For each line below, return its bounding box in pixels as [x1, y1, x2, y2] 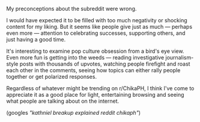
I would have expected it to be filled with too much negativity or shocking [6, 17, 187, 23]
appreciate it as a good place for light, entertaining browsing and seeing [6, 91, 184, 98]
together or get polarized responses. [6, 73, 97, 80]
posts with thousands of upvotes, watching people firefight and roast [19, 60, 190, 67]
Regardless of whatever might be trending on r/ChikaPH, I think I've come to [6, 85, 195, 92]
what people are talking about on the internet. [6, 97, 120, 105]
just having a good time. [6, 36, 66, 43]
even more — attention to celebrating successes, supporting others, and [6, 29, 186, 37]
